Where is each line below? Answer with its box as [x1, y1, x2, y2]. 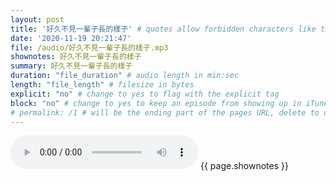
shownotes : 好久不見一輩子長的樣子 [10, 52, 142, 62]
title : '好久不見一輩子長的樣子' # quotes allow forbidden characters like [10, 24, 317, 34]
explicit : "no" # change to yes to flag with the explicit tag [10, 89, 280, 99]
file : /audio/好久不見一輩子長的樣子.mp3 [10, 42, 169, 53]
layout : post [10, 14, 65, 25]
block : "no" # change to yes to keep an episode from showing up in [10, 98, 302, 108]
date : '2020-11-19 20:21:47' [10, 33, 132, 43]
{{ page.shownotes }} [199, 160, 289, 172]
